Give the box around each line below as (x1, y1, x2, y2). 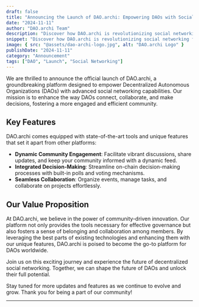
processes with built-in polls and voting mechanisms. (14, 170, 145, 177)
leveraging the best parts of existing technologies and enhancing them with (6, 234, 191, 241)
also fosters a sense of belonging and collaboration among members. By (6, 228, 184, 235)
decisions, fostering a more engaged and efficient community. (6, 100, 158, 107)
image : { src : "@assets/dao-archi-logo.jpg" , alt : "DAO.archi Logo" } (6, 42, 184, 48)
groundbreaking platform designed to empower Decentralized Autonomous (6, 81, 190, 88)
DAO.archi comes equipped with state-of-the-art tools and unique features (6, 133, 188, 140)
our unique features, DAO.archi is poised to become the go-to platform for (6, 240, 187, 248)
